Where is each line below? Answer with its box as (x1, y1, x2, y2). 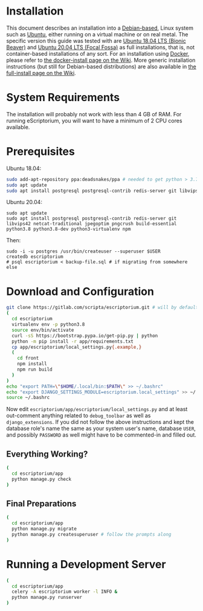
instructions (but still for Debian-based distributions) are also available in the (6, 62, 196, 70)
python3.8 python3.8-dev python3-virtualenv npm (6, 226, 131, 233)
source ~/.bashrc (6, 395, 50, 401)
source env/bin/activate (11, 327, 74, 333)
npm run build (17, 366, 53, 372)
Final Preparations (6, 498, 77, 509)
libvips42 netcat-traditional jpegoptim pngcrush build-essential (6, 221, 177, 227)
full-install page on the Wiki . (6, 69, 77, 76)
